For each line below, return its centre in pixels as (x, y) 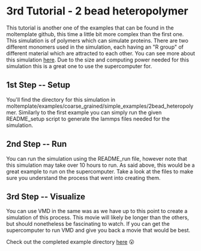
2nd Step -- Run (37, 144)
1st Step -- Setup (38, 85)
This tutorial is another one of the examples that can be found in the (90, 28)
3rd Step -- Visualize (46, 197)
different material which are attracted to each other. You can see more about (101, 53)
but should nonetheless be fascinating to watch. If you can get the (88, 224)
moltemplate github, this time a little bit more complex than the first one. (95, 34)
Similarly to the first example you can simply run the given (90, 112)
